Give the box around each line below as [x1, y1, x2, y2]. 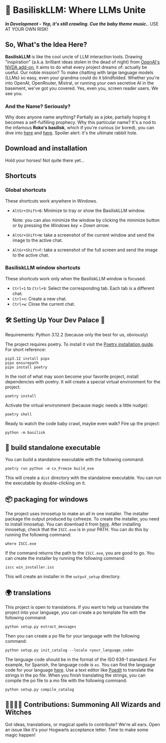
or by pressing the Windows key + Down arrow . [12, 222, 110, 228]
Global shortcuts [5, 187, 47, 194]
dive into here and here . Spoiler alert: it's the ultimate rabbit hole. [5, 130, 138, 136]
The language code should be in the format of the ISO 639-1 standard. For [5, 656, 157, 663]
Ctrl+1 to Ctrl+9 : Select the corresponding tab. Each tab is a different [12, 285, 155, 291]
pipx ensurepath [5, 360, 39, 366]
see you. [5, 90, 23, 96]
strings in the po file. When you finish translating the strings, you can [5, 672, 146, 678]
